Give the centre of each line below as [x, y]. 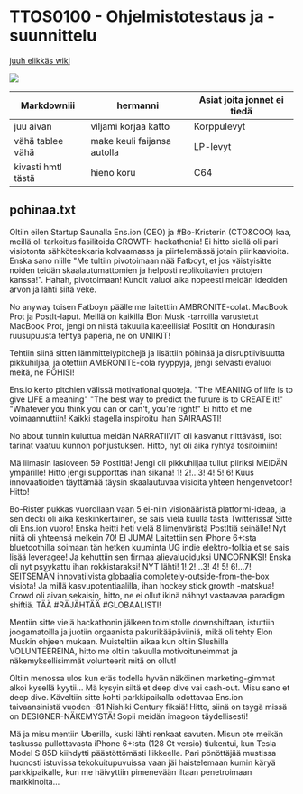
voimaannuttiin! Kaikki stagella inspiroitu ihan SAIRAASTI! [115, 418]
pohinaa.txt [43, 210]
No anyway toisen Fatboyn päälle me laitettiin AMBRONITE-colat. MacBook [149, 306]
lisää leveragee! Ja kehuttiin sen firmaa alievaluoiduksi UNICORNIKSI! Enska [151, 557]
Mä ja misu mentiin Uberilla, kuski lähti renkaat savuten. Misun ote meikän [147, 734]
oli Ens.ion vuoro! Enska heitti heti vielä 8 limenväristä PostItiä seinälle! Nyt [148, 528]
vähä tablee [39, 141]
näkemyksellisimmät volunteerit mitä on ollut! [93, 661]
